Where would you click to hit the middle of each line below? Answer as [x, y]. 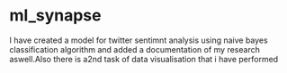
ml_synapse [55, 16]
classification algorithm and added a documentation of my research [135, 49]
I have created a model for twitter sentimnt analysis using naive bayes [139, 40]
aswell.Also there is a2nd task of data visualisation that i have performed [144, 59]
